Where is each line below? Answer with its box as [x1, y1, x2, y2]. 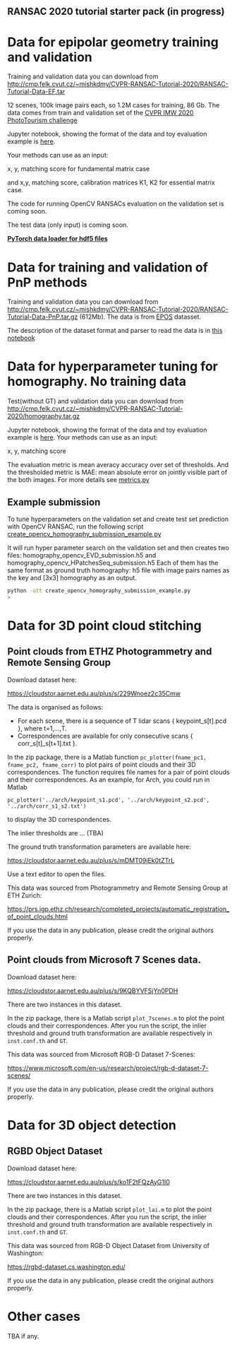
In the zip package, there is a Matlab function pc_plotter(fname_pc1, [7, 753, 207, 761]
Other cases [7, 1308, 81, 1324]
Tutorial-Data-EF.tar [7, 88, 66, 96]
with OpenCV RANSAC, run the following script [7, 522, 144, 531]
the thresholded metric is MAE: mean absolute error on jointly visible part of [7, 468, 228, 476]
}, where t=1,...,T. [17, 724, 67, 732]
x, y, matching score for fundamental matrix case [7, 165, 150, 173]
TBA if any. [7, 1331, 39, 1340]
